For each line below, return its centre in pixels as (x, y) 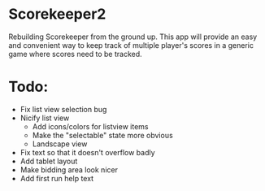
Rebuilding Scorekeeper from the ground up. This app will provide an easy (133, 37)
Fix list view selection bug (63, 109)
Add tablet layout (49, 161)
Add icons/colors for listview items (90, 126)
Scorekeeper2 (57, 14)
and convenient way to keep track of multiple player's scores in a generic (131, 45)
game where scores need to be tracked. (75, 54)
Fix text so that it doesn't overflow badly (88, 152)
